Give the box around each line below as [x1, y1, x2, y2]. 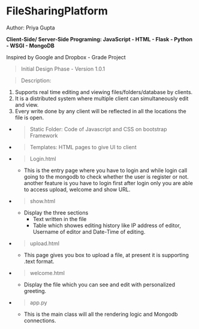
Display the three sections [23, 209, 89, 216]
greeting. [23, 287, 47, 294]
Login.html [29, 155, 56, 162]
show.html [29, 197, 56, 204]
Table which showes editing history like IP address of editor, [32, 222, 181, 229]
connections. [23, 316, 56, 324]
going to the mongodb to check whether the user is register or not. [23, 173, 189, 180]
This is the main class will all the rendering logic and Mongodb [23, 310, 178, 318]
